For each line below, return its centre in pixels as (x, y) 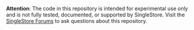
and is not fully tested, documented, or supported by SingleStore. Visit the (96, 15)
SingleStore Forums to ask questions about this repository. (77, 21)
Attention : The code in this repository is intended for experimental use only (97, 9)
